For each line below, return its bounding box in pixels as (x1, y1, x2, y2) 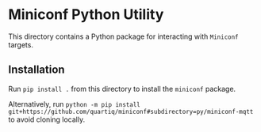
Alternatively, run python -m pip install (8, 99, 140, 108)
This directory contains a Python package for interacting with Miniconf (8, 32, 240, 41)
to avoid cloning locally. (8, 115, 86, 124)
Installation (8, 63, 65, 77)
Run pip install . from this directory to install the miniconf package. (8, 84, 236, 93)
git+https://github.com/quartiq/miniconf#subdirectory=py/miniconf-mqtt (8, 107, 254, 115)
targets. (8, 40, 34, 49)
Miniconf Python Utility (8, 6, 164, 24)
